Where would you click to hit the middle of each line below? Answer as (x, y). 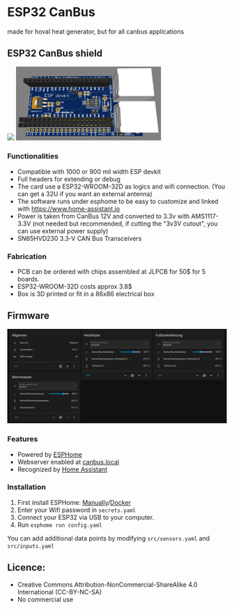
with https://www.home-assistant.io (69, 208)
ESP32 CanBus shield (55, 53)
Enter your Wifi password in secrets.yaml (77, 510)
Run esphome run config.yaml (60, 524)
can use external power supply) (63, 230)
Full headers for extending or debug (69, 179)
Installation (27, 487)
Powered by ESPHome (49, 454)
